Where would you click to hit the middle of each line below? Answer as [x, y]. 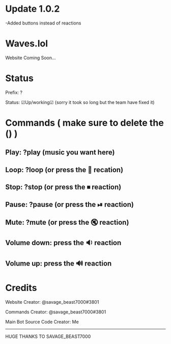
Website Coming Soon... [31, 58]
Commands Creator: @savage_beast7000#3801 [56, 312]
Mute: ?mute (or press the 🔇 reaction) [67, 222]
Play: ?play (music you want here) [60, 153]
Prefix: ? [14, 92]
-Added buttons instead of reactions [43, 23]
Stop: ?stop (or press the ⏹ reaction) [63, 187]
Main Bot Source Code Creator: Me [42, 322]
